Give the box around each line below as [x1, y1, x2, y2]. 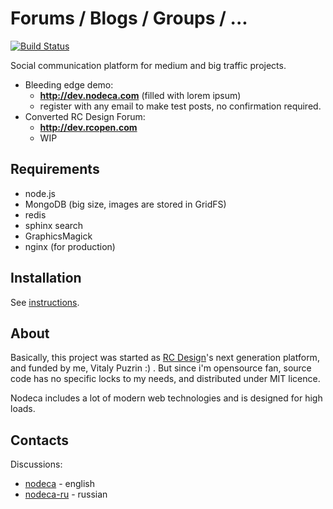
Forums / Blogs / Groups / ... [10, 7, 248, 30]
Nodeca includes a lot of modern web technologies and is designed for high [10, 392, 323, 404]
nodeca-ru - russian [24, 488, 108, 501]
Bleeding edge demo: [24, 78, 114, 91]
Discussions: [10, 458, 63, 471]
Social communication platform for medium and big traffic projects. [10, 59, 287, 71]
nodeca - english [24, 478, 95, 490]
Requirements [10, 161, 100, 178]
